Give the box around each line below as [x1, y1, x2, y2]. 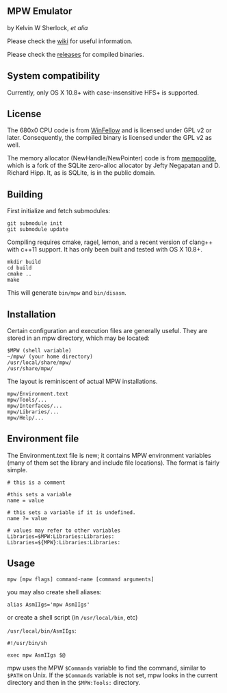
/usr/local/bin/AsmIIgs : [7, 627, 77, 635]
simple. [7, 465, 28, 474]
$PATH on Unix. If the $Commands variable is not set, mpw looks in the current [7, 671, 218, 679]
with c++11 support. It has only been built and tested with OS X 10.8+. [7, 245, 203, 254]
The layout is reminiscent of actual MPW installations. [7, 377, 158, 386]
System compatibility [7, 70, 101, 82]
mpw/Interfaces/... [7, 402, 63, 410]
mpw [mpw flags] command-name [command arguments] [7, 576, 155, 583]
